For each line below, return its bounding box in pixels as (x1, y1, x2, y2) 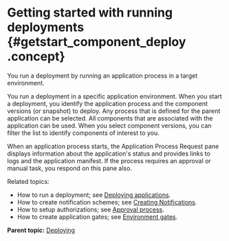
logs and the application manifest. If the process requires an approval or (7, 156, 211, 165)
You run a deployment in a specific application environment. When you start (7, 92, 222, 101)
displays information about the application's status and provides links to (7, 149, 211, 158)
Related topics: (7, 177, 50, 185)
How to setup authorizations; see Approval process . (17, 205, 165, 213)
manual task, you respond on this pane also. (7, 164, 133, 172)
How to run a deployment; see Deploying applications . (17, 191, 171, 199)
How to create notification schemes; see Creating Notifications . (17, 198, 197, 206)
